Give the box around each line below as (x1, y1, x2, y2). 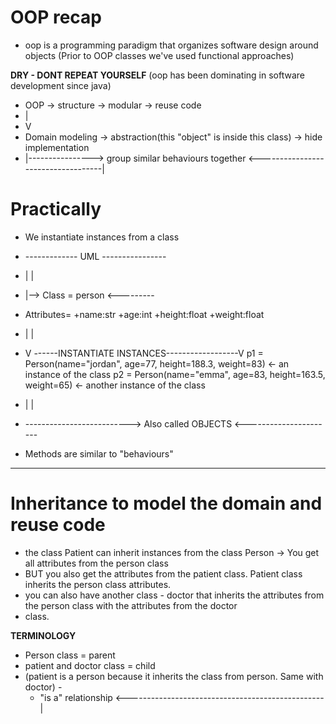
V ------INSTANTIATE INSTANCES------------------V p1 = (24, 347, 264, 359)
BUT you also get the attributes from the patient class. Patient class (24, 567, 303, 580)
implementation (24, 141, 90, 153)
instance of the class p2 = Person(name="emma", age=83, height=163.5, (24, 368, 326, 380)
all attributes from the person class (24, 557, 169, 569)
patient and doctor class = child (24, 659, 156, 671)
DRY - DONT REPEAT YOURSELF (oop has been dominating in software (10, 69, 306, 81)
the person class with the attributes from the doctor (24, 599, 238, 611)
